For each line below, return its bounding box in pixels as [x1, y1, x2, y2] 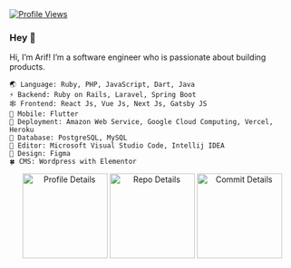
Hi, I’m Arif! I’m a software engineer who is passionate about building [9, 52, 267, 62]
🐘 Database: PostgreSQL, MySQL [9, 133, 128, 143]
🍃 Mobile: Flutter [9, 110, 79, 119]
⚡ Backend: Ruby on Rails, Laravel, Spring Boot [9, 91, 197, 100]
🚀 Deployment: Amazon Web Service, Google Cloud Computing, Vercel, [9, 118, 274, 127]
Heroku [9, 126, 34, 135]
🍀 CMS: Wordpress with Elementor [9, 158, 138, 167]
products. [9, 62, 45, 72]
